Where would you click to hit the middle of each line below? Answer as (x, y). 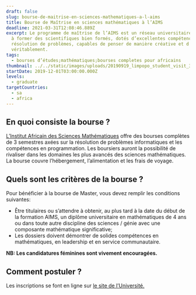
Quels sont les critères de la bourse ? (75, 179)
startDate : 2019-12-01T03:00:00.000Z (52, 71)
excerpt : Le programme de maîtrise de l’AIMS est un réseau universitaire (99, 33)
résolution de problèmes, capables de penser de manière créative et (97, 44)
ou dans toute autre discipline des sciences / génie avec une (87, 223)
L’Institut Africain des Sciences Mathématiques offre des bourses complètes (98, 136)
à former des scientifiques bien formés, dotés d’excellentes (88, 39)
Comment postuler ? (44, 271)
